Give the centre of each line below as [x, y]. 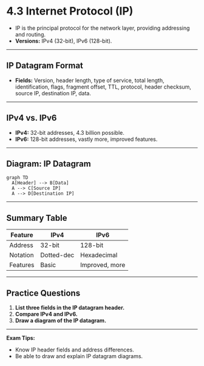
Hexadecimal [99, 255]
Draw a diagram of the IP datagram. [61, 320]
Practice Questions [43, 293]
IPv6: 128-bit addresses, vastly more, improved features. [86, 139]
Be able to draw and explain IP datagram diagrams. [79, 356]
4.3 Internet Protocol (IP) [70, 11]
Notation [22, 255]
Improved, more [103, 265]
